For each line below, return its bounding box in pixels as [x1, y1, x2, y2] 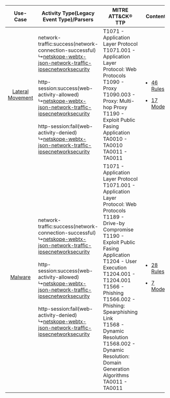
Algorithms [103, 372, 129, 379]
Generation [103, 366, 130, 372]
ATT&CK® [108, 13, 133, 20]
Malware [10, 274, 31, 280]
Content [146, 13, 166, 20]
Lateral [12, 88, 29, 95]
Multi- [119, 97, 135, 104]
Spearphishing [103, 309, 138, 315]
